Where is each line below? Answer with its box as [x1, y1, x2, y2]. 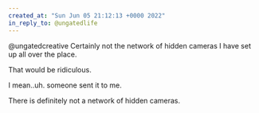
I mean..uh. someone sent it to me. [8, 80, 122, 90]
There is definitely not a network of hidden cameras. [8, 95, 181, 105]
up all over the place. [8, 49, 77, 59]
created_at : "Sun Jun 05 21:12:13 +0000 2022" [8, 11, 166, 20]
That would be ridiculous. [8, 64, 92, 74]
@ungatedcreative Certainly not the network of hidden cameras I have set [8, 41, 251, 50]
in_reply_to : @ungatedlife [8, 19, 98, 27]
